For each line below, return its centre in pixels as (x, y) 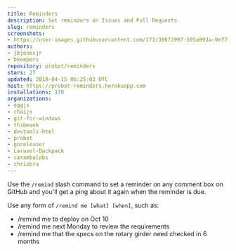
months (28, 241)
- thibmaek (23, 125)
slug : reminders (31, 27)
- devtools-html (31, 131)
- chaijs (20, 112)
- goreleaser (26, 145)
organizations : (29, 99)
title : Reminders (33, 14)
